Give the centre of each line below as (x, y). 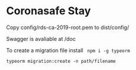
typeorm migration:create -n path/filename (61, 61)
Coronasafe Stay (49, 11)
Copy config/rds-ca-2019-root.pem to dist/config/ (68, 27)
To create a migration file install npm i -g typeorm (68, 50)
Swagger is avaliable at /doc (41, 39)
